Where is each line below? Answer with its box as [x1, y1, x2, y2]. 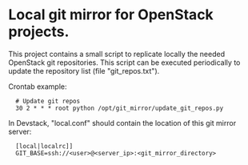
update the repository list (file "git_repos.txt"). [8, 66, 160, 75]
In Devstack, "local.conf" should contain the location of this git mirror [8, 118, 237, 127]
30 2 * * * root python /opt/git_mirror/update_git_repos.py [15, 104, 224, 112]
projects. [8, 22, 70, 41]
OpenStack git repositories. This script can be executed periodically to [8, 58, 241, 67]
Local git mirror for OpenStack [8, 6, 214, 24]
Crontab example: [8, 82, 67, 91]
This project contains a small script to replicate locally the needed [8, 49, 226, 58]
